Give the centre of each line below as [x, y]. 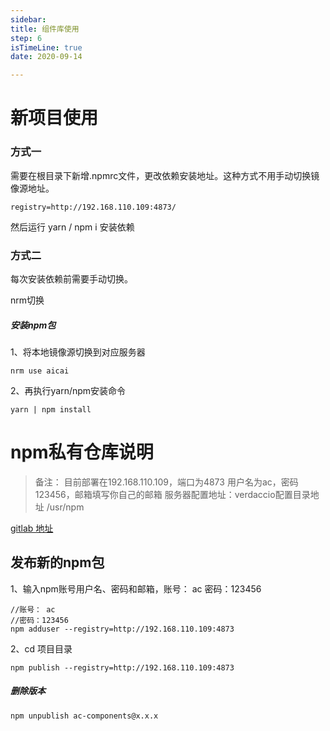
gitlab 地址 [32, 528]
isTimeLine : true [46, 47]
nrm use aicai [40, 371]
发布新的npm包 [57, 562]
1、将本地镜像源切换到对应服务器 [78, 352]
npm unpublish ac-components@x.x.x [84, 716]
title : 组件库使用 [45, 29]
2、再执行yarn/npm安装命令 [68, 390]
